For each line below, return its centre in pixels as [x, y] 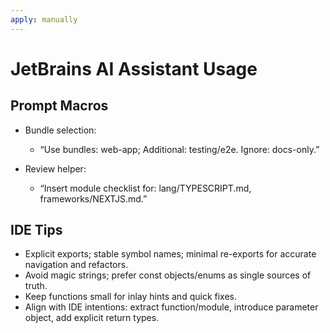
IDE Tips [36, 230]
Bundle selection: [60, 130]
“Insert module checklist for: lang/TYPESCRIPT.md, [145, 188]
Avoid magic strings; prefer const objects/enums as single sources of [168, 275]
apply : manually [44, 19]
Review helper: [55, 168]
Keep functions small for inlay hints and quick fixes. [130, 297]
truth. [36, 286]
